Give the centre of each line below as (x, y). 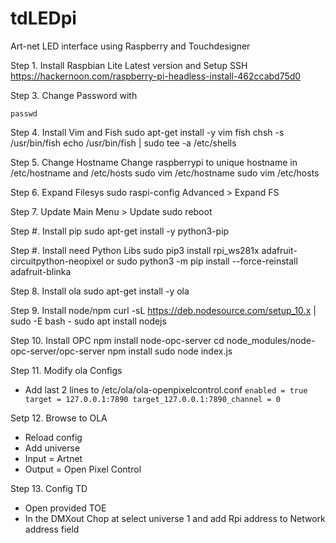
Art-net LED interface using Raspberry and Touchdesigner (130, 46)
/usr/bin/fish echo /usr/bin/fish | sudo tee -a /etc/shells (123, 143)
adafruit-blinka (41, 271)
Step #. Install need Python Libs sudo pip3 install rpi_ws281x (135, 250)
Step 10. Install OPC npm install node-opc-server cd (117, 340)
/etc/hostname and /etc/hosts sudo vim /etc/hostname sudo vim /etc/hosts (165, 173)
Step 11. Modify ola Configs (66, 370)
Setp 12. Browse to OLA (59, 418)
